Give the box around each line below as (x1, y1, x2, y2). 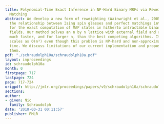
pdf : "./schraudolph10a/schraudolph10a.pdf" (5, 52, 97, 58)
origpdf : (5, 84, 23, 89)
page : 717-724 (5, 80, 34, 84)
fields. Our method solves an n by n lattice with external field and (9, 30, 156, 35)
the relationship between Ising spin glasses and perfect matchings (9, 21, 152, 26)
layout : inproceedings (5, 57, 51, 62)
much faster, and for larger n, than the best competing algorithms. (9, 35, 154, 40)
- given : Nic (5, 98, 32, 103)
